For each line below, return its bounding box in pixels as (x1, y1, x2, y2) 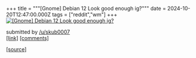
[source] (6, 46, 27, 53)
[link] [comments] (6, 35, 49, 41)
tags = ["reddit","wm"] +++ (52, 11, 117, 18)
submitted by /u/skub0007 (6, 28, 70, 35)
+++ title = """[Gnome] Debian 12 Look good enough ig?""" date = (6, 5, 166, 12)
